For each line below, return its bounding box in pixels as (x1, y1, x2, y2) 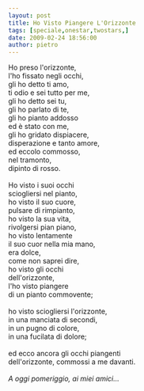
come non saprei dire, (8, 256, 80, 266)
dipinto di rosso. (8, 164, 61, 173)
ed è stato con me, (8, 122, 70, 131)
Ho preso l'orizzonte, (8, 63, 77, 72)
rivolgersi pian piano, (8, 222, 77, 232)
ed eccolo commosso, (8, 147, 81, 157)
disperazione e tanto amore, (8, 139, 100, 148)
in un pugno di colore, (8, 324, 80, 333)
